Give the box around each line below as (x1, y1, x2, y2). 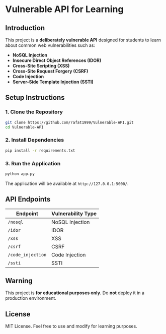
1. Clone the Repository (5, 108, 63, 115)
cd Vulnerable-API (5, 124, 44, 129)
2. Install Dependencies (5, 137, 64, 144)
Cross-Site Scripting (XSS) (12, 63, 70, 69)
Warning (5, 276, 33, 285)
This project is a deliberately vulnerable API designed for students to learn (5, 37, 161, 43)
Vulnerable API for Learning (5, 4, 124, 15)
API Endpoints (5, 195, 51, 204)
